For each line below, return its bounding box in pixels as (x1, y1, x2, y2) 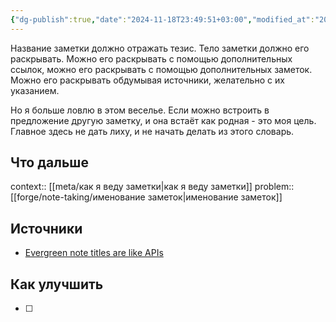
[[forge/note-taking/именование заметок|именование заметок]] (10, 191, 283, 203)
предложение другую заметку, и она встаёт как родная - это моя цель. (10, 114, 317, 126)
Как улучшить (10, 276, 104, 293)
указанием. (10, 84, 60, 96)
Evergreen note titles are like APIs (24, 247, 164, 259)
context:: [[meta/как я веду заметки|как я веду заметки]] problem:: (10, 181, 295, 193)
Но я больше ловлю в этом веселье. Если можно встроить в (10, 104, 270, 116)
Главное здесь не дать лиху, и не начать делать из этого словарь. (10, 125, 295, 137)
